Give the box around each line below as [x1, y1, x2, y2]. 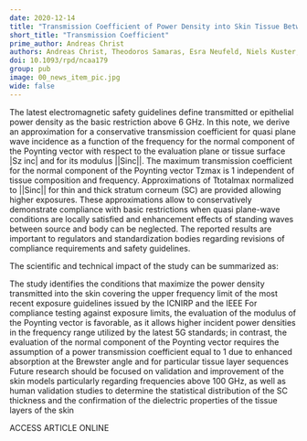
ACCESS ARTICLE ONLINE [9, 422, 110, 433]
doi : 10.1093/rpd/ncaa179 [9, 56, 108, 65]
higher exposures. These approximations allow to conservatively [9, 194, 253, 205]
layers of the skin [9, 404, 75, 415]
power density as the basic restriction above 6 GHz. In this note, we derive [9, 116, 291, 127]
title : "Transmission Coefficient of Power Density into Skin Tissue [9, 22, 281, 31]
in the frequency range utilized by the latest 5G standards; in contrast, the [9, 327, 288, 338]
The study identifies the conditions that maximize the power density [9, 278, 265, 289]
